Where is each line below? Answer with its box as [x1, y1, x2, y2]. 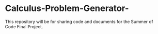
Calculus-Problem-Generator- [5, 3, 129, 14]
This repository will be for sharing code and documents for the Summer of [5, 19, 154, 24]
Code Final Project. [5, 23, 43, 29]
